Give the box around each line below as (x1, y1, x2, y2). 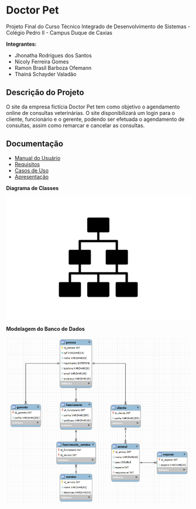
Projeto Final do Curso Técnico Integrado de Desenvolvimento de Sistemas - (6, 23, 191, 30)
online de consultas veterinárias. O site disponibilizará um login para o (6, 109, 176, 116)
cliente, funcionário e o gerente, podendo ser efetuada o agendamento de (6, 116, 185, 123)
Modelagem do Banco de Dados (6, 325, 85, 332)
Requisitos (14, 161, 40, 168)
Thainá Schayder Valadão (14, 70, 77, 77)
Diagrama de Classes (6, 184, 59, 191)
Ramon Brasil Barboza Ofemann (14, 64, 92, 71)
